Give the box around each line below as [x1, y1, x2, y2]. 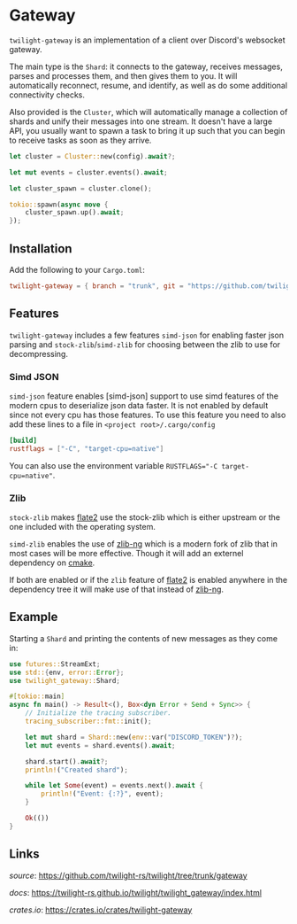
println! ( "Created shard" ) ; [25, 765, 128, 774]
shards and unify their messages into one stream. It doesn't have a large [9, 116, 272, 127]
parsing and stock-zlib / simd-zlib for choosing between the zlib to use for [9, 338, 281, 350]
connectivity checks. [9, 89, 86, 100]
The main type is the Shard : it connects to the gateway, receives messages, [9, 61, 283, 72]
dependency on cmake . [9, 557, 95, 568]
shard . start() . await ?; [25, 757, 109, 766]
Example [9, 610, 58, 625]
